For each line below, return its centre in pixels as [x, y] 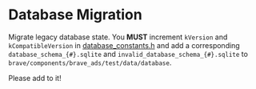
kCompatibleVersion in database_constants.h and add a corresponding [124, 45]
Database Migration [75, 15]
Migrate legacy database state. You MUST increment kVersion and [118, 37]
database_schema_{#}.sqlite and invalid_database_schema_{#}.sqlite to [128, 54]
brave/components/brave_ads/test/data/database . [90, 63]
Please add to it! [35, 78]
